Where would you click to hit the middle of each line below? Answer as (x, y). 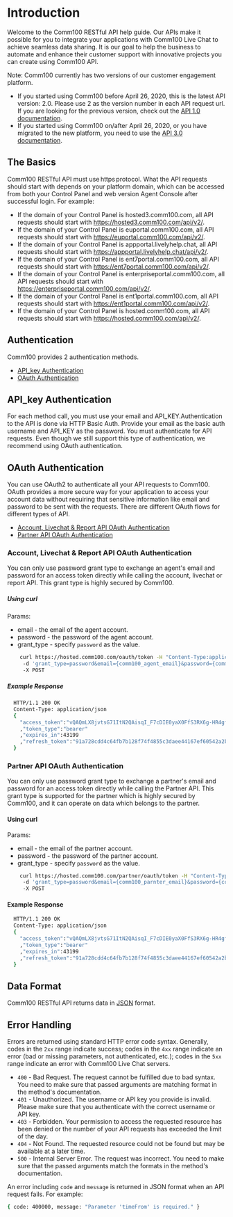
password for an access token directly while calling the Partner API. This (111, 788)
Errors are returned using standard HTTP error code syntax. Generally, (108, 1041)
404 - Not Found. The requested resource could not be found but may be (121, 1144)
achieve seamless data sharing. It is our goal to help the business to (104, 47)
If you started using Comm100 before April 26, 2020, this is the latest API (121, 96)
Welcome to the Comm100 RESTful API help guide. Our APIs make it (104, 32)
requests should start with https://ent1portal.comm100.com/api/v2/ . (113, 303)
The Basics (32, 162)
